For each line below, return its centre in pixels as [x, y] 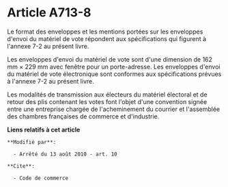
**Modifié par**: [32, 142]
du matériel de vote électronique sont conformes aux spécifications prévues [114, 74]
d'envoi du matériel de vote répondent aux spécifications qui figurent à [107, 38]
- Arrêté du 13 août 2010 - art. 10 [65, 154]
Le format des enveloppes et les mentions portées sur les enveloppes [105, 32]
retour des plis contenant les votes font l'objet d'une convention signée [107, 101]
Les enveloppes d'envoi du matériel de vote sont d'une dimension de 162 [110, 59]
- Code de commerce [41, 178]
